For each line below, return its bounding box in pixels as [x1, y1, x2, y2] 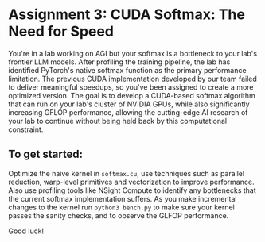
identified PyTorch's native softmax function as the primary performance [8, 65, 247, 75]
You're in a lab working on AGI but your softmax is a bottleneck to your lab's [8, 48, 257, 58]
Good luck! [8, 226, 45, 236]
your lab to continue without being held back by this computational [8, 116, 228, 125]
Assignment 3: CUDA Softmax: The [8, 6, 245, 24]
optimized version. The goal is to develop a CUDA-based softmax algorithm [8, 90, 256, 100]
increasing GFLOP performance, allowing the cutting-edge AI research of [8, 107, 248, 117]
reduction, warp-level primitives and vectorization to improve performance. [8, 177, 255, 186]
